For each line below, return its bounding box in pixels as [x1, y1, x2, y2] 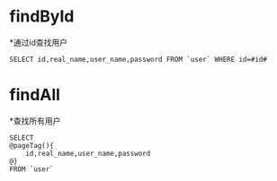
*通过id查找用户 [9, 37, 67, 47]
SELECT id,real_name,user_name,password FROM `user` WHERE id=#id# [9, 55, 268, 64]
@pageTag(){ [9, 141, 54, 150]
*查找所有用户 [9, 115, 61, 126]
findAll [9, 85, 61, 105]
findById [9, 6, 75, 27]
